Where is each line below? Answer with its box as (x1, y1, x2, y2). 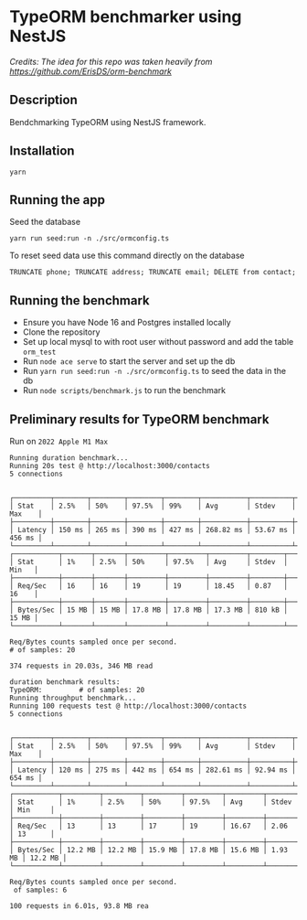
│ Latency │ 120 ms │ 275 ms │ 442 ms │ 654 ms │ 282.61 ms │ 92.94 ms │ (9, 765, 297, 775)
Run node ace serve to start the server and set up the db (22, 356, 236, 367)
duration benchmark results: (9, 678, 121, 687)
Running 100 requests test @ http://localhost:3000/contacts (9, 701, 248, 711)
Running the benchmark (9, 293, 150, 308)
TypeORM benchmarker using (9, 6, 242, 27)
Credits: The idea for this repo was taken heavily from (9, 56, 213, 67)
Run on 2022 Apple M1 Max (9, 436, 108, 446)
